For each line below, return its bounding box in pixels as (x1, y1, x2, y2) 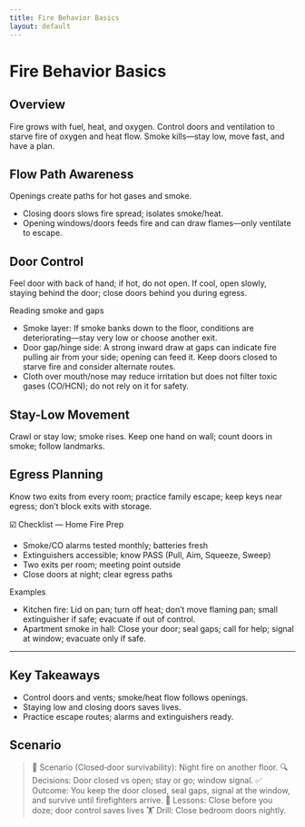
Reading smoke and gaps (9, 305, 104, 316)
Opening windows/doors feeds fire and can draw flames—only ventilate (22, 218, 292, 229)
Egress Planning (9, 467, 103, 482)
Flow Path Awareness (9, 166, 134, 182)
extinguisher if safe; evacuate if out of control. (22, 614, 196, 625)
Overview (9, 97, 66, 113)
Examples (9, 586, 46, 597)
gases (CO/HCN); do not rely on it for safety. (22, 380, 189, 391)
